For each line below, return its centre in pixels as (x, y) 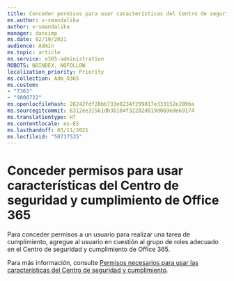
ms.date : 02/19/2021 (37, 40)
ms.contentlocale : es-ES (43, 123)
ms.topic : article (34, 53)
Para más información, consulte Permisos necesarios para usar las (103, 263)
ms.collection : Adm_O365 (43, 78)
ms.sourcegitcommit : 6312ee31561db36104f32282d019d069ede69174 (101, 111)
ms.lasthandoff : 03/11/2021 (48, 130)
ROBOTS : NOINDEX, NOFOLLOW (46, 65)
